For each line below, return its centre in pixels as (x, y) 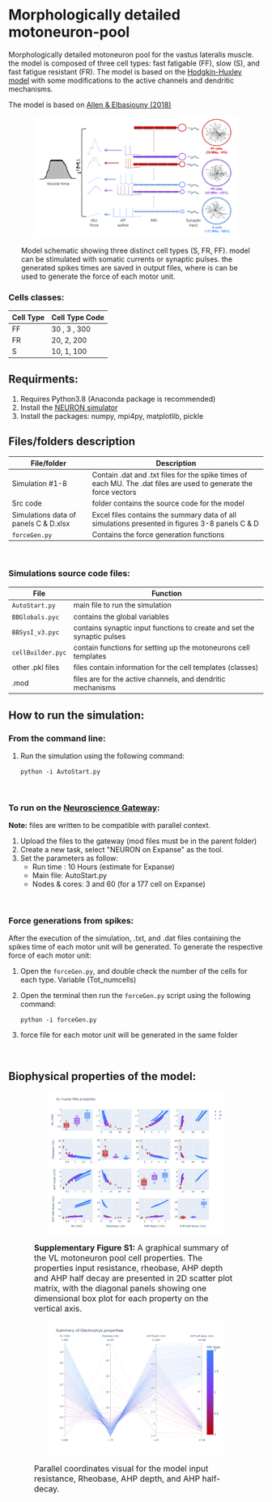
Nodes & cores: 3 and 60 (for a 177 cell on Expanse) (119, 884)
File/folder (49, 463)
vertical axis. (58, 1308)
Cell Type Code (78, 317)
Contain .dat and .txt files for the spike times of (170, 475)
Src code (27, 503)
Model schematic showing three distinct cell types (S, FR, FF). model (136, 250)
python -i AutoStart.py (60, 771)
